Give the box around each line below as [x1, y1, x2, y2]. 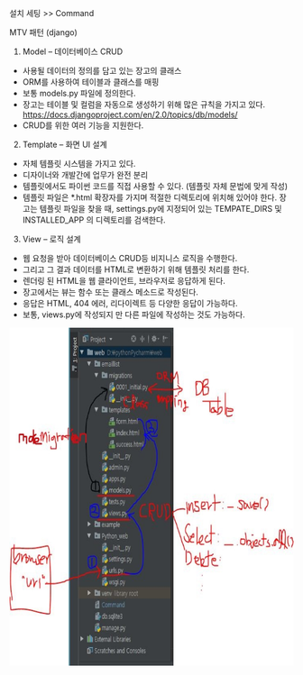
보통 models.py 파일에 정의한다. [22, 88, 136, 98]
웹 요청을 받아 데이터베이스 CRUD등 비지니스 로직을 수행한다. [22, 253, 238, 263]
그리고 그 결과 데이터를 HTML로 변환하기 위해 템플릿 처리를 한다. [22, 264, 250, 275]
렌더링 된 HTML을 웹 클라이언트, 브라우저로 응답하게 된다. [22, 276, 225, 286]
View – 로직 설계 [22, 233, 81, 244]
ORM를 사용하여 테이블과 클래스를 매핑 [22, 77, 160, 87]
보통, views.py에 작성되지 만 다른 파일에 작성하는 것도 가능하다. [22, 309, 245, 320]
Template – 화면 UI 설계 [22, 139, 108, 150]
